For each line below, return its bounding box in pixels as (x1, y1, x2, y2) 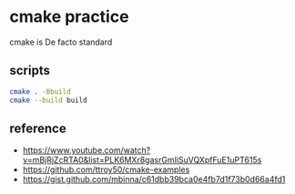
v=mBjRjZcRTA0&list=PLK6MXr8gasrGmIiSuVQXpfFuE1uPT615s (22, 155, 262, 166)
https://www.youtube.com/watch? (22, 145, 151, 156)
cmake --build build (9, 96, 88, 105)
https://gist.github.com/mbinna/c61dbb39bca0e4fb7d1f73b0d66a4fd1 (22, 174, 286, 185)
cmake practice (9, 6, 129, 27)
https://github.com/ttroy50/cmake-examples (22, 164, 190, 175)
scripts (9, 63, 50, 78)
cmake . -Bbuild (9, 87, 71, 97)
